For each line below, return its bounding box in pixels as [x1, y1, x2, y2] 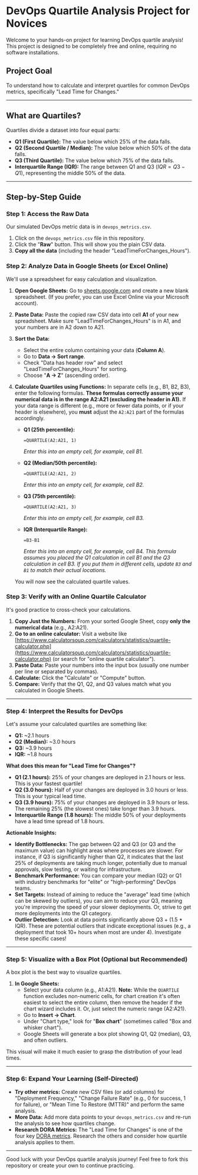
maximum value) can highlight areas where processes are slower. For [14, 847, 183, 854]
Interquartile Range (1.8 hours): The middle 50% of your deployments [14, 812, 186, 819]
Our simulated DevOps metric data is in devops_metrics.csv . [6, 223, 152, 230]
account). [14, 299, 38, 306]
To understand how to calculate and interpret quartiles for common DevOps [6, 82, 190, 89]
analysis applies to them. [14, 1138, 75, 1145]
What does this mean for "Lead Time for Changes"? [6, 762, 136, 770]
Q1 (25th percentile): [23, 426, 75, 433]
